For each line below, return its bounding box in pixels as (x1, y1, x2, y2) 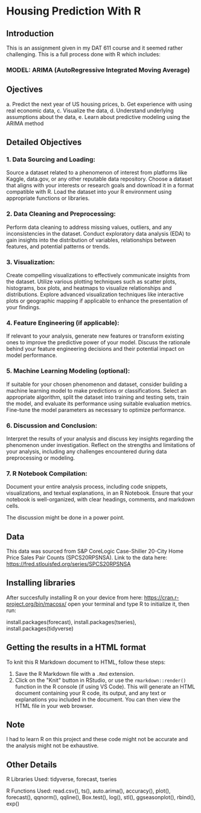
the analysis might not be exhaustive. (6, 742, 99, 750)
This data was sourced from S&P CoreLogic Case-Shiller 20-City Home (6, 548, 184, 555)
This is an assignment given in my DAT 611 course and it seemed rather (6, 44, 183, 51)
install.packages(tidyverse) (6, 625, 74, 632)
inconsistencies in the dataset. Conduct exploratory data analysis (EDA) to (6, 230, 191, 237)
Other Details (6, 759, 57, 770)
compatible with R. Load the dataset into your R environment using (6, 188, 172, 196)
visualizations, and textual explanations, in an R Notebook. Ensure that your (6, 489, 193, 496)
